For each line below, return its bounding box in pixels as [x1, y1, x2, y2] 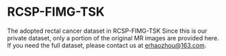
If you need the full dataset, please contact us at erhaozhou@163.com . [7, 41, 207, 49]
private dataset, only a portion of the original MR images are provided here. [7, 33, 219, 42]
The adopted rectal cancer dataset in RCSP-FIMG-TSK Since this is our [7, 27, 208, 35]
